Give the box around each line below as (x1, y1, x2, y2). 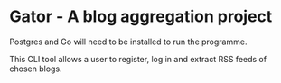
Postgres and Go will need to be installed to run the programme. (9, 36, 248, 47)
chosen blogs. (9, 63, 62, 74)
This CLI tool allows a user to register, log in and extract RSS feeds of (9, 53, 267, 64)
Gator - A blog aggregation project (9, 6, 273, 27)
